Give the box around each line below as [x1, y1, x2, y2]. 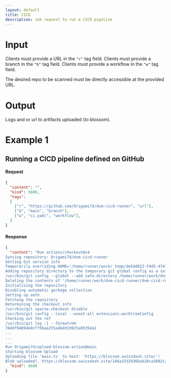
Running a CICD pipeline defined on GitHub [5, 154, 145, 163]
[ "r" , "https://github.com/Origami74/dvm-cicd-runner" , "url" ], [14, 204, 154, 209]
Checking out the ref [5, 316, 51, 321]
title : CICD [5, 12, 31, 17]
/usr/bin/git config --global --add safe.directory [5, 274, 117, 279]
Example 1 [5, 134, 49, 146]
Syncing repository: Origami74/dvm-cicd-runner [5, 254, 108, 260]
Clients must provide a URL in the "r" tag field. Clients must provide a [5, 56, 151, 62]
